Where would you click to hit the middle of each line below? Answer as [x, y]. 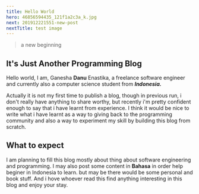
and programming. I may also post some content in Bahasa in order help [94, 166]
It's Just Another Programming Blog [74, 64]
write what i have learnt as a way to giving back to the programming [89, 114]
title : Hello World [30, 12]
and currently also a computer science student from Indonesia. [84, 84]
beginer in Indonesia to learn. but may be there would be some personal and [99, 172]
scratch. [16, 127]
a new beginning [41, 45]
